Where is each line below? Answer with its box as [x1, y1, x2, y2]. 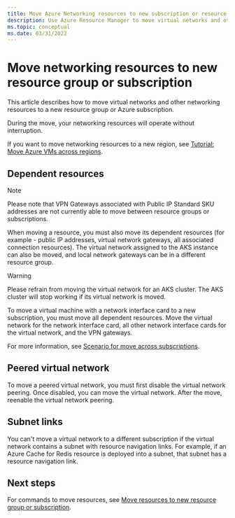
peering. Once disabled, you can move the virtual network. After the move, [7, 388, 222, 396]
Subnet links [7, 416, 63, 428]
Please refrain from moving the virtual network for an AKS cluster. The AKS [7, 285, 224, 293]
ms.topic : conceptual [7, 23, 71, 30]
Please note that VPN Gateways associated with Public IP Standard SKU [7, 200, 215, 208]
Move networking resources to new [7, 60, 218, 76]
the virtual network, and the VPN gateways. [7, 328, 133, 337]
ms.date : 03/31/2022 [7, 29, 68, 37]
